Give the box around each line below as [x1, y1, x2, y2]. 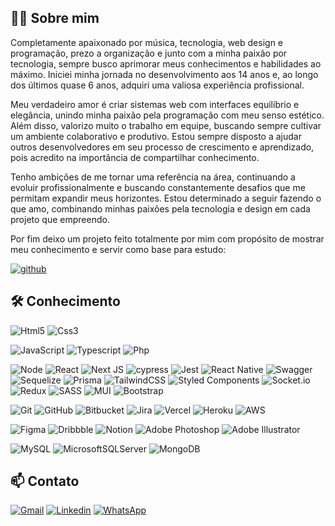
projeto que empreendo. [10, 213, 110, 225]
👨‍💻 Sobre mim [10, 10, 100, 27]
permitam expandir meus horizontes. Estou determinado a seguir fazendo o [10, 192, 322, 204]
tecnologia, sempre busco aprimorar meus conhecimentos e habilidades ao [10, 57, 322, 70]
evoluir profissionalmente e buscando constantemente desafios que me [10, 181, 306, 193]
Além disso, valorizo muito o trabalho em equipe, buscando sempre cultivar [10, 119, 322, 131]
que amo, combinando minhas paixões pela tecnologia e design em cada [10, 202, 311, 215]
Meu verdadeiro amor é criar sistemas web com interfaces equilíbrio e [10, 98, 300, 110]
